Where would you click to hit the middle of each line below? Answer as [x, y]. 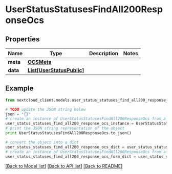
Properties [23, 39]
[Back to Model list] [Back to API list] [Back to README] [64, 166]
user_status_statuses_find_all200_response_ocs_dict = [65, 147]
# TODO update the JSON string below [46, 109]
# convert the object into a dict [42, 142]
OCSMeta [39, 62]
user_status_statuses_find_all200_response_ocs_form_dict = [71, 157]
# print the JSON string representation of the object [65, 129]
